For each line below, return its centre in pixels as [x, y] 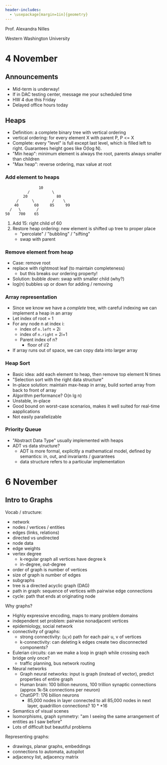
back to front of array [34, 390]
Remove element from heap [39, 252]
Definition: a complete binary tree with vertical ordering [69, 132]
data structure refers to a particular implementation [72, 461]
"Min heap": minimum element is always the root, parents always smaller [87, 154]
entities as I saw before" [37, 722]
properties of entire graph [46, 679]
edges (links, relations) [36, 532]
